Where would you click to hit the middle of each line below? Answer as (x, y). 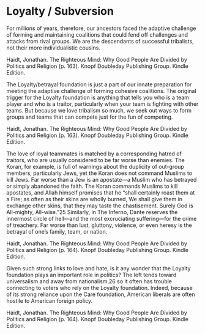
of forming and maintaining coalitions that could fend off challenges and (97, 34)
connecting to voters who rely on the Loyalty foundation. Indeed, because (99, 288)
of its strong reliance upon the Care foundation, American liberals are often (101, 294)
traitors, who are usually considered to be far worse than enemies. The (96, 160)
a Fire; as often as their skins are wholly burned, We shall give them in (94, 199)
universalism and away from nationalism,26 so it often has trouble (89, 281)
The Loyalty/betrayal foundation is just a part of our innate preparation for (99, 84)
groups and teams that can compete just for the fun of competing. (90, 117)
